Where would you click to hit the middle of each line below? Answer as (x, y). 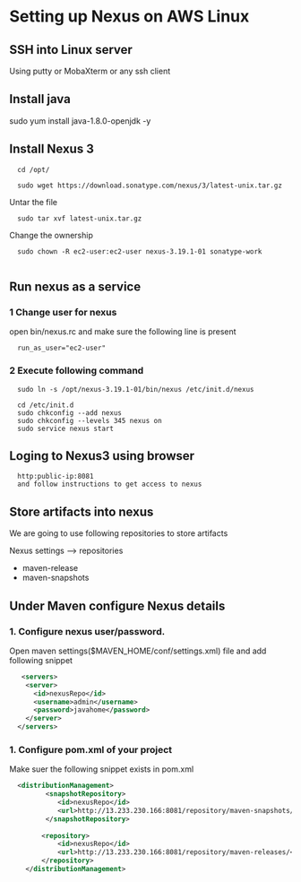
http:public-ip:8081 (56, 477)
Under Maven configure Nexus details (117, 605)
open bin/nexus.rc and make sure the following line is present (123, 332)
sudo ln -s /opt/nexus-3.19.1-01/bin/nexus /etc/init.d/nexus (136, 389)
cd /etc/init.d (46, 405)
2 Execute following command (77, 371)
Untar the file (34, 202)
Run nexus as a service (75, 287)
